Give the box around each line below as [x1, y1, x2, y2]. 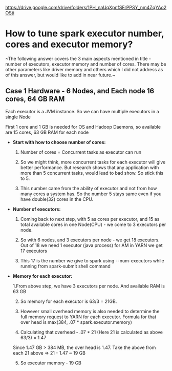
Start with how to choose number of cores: [12, 139, 106, 145]
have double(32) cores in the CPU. [20, 196, 94, 202]
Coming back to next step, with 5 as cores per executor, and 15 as [20, 216, 160, 222]
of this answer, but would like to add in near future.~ [5, 72, 116, 78]
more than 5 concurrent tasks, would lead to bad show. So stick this [20, 170, 164, 176]
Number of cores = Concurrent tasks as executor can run [20, 149, 142, 155]
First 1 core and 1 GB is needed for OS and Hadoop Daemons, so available [5, 123, 161, 130]
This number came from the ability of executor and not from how [20, 185, 157, 191]
